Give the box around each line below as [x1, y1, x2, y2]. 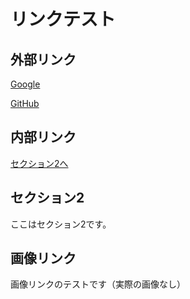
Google [10, 78, 41, 90]
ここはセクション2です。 [10, 218, 112, 230]
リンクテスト [10, 8, 117, 31]
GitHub [10, 98, 40, 109]
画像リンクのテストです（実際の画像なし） [10, 278, 186, 290]
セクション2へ [10, 157, 69, 169]
